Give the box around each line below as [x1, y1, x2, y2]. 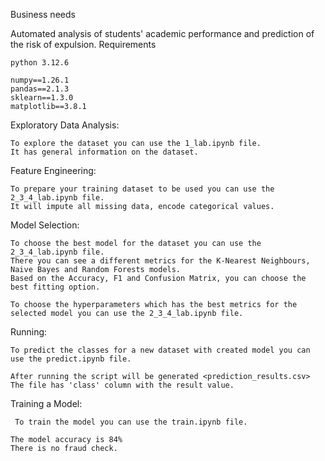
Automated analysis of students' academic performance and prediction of [10, 28, 315, 39]
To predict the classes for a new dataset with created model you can [10, 345, 311, 355]
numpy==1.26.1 [10, 75, 70, 85]
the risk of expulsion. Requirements [10, 39, 157, 50]
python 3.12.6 [10, 58, 70, 68]
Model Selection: [10, 219, 80, 231]
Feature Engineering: [10, 165, 97, 176]
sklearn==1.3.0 [10, 93, 74, 103]
